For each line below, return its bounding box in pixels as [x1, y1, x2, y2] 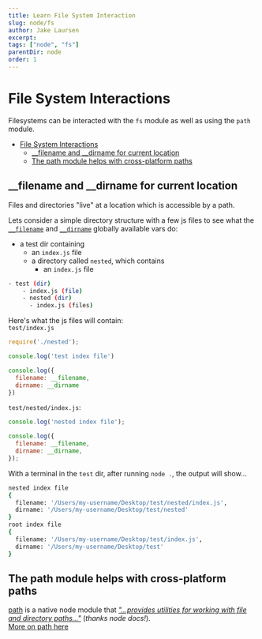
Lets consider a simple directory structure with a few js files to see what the [8, 215, 255, 225]
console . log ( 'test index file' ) [8, 352, 114, 360]
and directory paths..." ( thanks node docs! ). [8, 614, 152, 623]
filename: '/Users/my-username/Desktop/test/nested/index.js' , [15, 498, 227, 506]
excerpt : [8, 33, 37, 42]
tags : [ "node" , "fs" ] [8, 41, 80, 49]
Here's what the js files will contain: [8, 316, 124, 325]
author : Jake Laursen [8, 26, 80, 34]
